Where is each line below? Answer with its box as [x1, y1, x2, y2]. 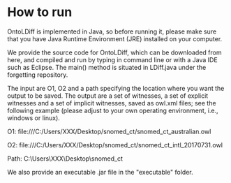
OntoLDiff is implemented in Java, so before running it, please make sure [7, 27, 217, 36]
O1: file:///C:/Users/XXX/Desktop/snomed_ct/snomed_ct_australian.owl [7, 127, 211, 136]
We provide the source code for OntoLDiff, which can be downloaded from [7, 48, 222, 57]
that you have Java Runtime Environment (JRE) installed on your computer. [7, 34, 223, 43]
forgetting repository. [7, 71, 68, 79]
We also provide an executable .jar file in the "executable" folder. [7, 168, 193, 176]
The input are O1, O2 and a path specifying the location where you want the [7, 84, 225, 92]
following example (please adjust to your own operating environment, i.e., [7, 106, 218, 115]
